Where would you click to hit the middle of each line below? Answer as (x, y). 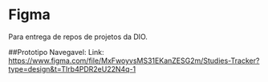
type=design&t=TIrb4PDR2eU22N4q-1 (72, 68)
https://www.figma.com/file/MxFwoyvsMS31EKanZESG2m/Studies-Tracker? (134, 61)
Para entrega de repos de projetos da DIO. (78, 37)
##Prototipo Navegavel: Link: (56, 52)
